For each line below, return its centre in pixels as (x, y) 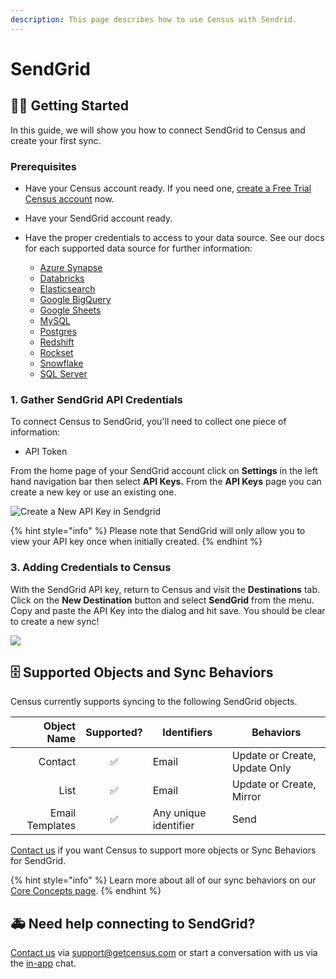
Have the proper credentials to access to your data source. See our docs (174, 237)
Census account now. (69, 198)
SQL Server (63, 373)
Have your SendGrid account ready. (98, 218)
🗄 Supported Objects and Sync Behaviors (142, 672)
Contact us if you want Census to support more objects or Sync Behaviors (163, 850)
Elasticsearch (67, 288)
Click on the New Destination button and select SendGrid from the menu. (162, 600)
